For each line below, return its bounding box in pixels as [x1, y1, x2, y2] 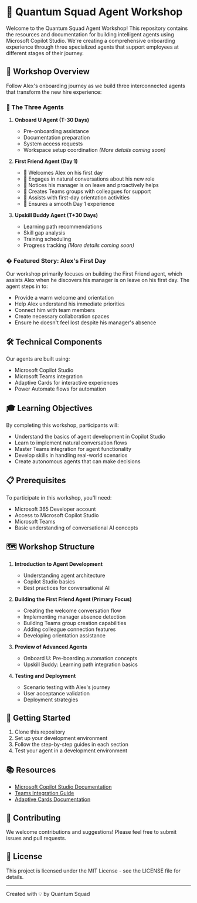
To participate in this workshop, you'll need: [6, 494, 112, 501]
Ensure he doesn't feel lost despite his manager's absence [14, 319, 157, 326]
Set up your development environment [14, 735, 107, 742]
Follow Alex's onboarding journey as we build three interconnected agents [6, 82, 186, 89]
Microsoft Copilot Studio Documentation [14, 783, 112, 790]
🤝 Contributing [6, 813, 61, 823]
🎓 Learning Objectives [6, 403, 93, 413]
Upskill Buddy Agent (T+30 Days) [14, 212, 98, 219]
